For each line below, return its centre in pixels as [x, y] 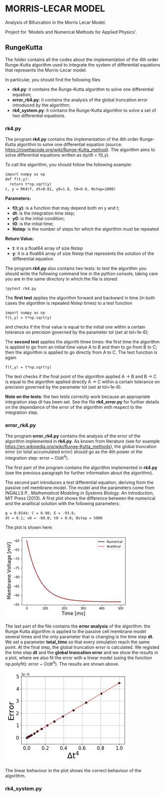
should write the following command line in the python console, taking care [82, 274]
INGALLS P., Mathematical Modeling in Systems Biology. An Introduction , [80, 493]
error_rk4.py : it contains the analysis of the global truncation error [80, 100]
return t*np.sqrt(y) [31, 184]
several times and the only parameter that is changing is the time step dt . [80, 637]
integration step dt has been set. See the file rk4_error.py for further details [82, 402]
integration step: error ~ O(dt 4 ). [37, 457]
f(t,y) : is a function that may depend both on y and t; [66, 208]
